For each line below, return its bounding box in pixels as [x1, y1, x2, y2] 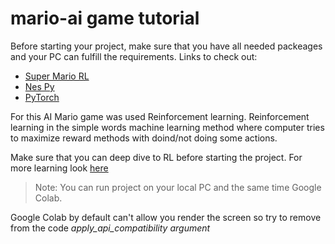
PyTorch [24, 91, 60, 103]
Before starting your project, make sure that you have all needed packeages [10, 40, 323, 52]
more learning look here [10, 162, 109, 174]
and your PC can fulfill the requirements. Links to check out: [10, 50, 258, 62]
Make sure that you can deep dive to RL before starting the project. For [10, 151, 303, 163]
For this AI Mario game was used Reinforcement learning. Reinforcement [10, 110, 310, 122]
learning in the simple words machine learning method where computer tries [10, 121, 325, 133]
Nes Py [24, 80, 55, 92]
